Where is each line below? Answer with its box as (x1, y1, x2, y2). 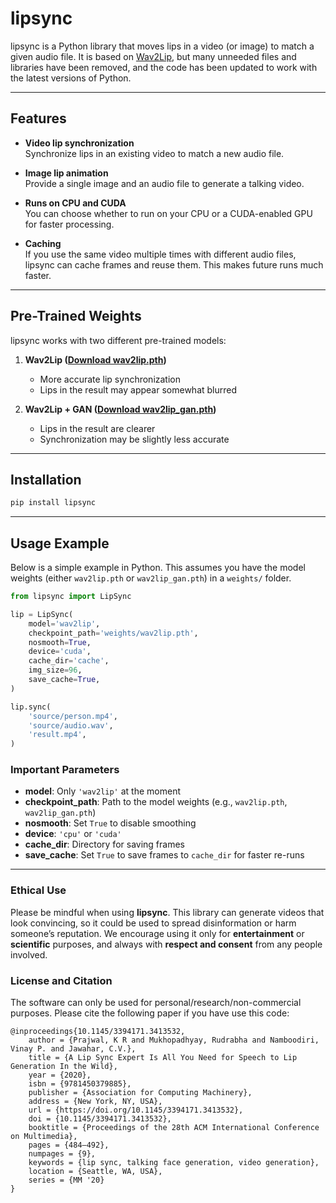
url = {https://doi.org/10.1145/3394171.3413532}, (28, 1105, 244, 1116)
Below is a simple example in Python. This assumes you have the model (10, 562, 306, 574)
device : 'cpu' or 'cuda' (24, 828, 122, 840)
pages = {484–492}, (28, 1140, 110, 1151)
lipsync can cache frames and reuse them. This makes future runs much (24, 258, 324, 271)
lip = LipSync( (10, 609, 74, 619)
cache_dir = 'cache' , (28, 656, 110, 666)
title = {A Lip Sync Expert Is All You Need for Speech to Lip (28, 1053, 298, 1063)
